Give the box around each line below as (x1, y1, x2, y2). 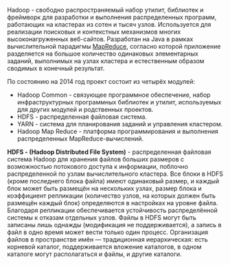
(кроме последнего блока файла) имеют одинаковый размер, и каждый (7, 177, 220, 185)
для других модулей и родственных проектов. (16, 106, 154, 113)
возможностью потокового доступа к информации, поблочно (7, 163, 189, 170)
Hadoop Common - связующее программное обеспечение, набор (16, 91, 211, 99)
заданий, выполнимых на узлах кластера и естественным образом (7, 57, 205, 65)
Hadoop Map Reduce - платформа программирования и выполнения (16, 127, 218, 135)
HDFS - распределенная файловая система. (16, 113, 148, 121)
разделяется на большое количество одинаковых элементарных (7, 49, 199, 58)
